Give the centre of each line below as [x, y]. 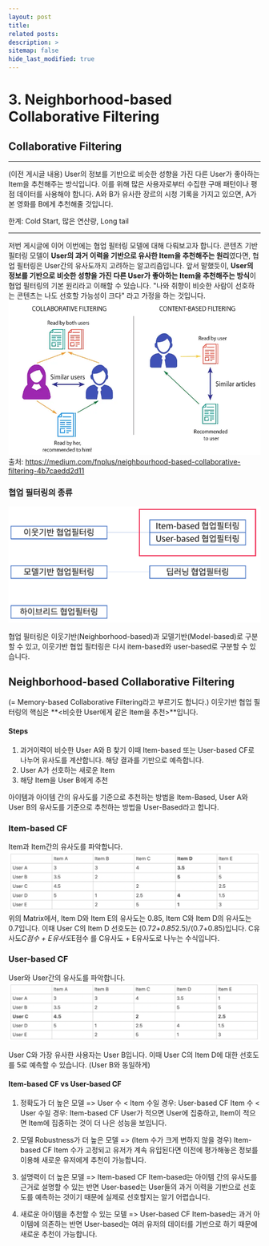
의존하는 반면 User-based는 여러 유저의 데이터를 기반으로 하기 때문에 [149, 1224]
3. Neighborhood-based [90, 100]
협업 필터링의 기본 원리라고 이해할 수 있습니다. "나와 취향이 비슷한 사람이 [121, 285]
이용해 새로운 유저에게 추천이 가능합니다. [83, 1160]
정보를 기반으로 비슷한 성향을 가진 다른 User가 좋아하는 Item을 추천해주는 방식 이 [132, 275]
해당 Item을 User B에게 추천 [64, 780]
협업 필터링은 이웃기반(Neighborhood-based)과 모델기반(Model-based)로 [126, 636]
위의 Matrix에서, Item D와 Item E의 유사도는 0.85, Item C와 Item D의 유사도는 [130, 918]
